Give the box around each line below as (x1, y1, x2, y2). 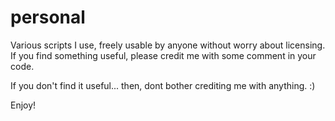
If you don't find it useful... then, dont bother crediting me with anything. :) (10, 79, 316, 91)
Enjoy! (10, 99, 37, 111)
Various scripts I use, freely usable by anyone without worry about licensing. (10, 39, 326, 51)
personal (10, 6, 86, 29)
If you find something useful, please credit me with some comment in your (10, 49, 317, 61)
